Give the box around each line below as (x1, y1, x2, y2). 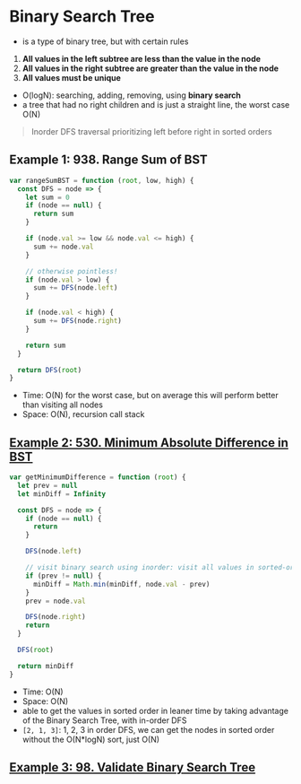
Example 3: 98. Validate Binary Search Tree (9, 760, 256, 775)
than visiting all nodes (21, 399, 103, 410)
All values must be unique (21, 72, 121, 83)
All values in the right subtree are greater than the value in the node (21, 63, 279, 74)
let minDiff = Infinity (17, 489, 106, 499)
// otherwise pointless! (25, 266, 118, 275)
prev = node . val (25, 597, 87, 605)
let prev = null (17, 481, 78, 490)
